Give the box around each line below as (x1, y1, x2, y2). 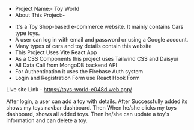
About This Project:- (14, 11, 65, 19)
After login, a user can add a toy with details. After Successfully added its (6, 97, 188, 105)
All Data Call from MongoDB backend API (14, 61, 117, 69)
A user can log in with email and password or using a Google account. (14, 36, 189, 43)
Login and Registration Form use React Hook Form (14, 75, 140, 81)
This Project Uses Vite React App (14, 49, 97, 56)
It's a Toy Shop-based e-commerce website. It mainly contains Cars (14, 23, 184, 30)
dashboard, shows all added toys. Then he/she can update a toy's (6, 111, 170, 117)
